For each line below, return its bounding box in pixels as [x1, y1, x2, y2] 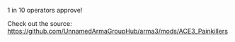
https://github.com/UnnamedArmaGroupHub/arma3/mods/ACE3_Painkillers [7, 27, 229, 35]
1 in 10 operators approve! [7, 6, 83, 14]
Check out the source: [7, 20, 72, 27]
